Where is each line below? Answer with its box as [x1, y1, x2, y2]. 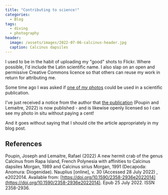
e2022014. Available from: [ [5, 174, 62, 180]
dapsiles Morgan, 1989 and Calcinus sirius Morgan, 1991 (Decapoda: [5, 164, 146, 170]
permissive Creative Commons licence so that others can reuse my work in [5, 69, 160, 75]
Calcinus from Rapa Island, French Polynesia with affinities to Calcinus [5, 158, 150, 164]
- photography [10, 31, 39, 36]
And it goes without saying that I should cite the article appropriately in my [5, 120, 159, 126]
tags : [5, 21, 17, 27]
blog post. [5, 125, 26, 131]
